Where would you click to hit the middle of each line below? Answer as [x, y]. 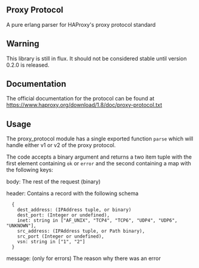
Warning [23, 44]
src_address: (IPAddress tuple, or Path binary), [81, 231]
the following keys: [30, 170]
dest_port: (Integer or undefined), [64, 215]
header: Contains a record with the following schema [73, 193]
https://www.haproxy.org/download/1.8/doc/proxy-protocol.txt [84, 105]
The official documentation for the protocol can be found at [80, 98]
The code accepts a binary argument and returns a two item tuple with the [99, 157]
